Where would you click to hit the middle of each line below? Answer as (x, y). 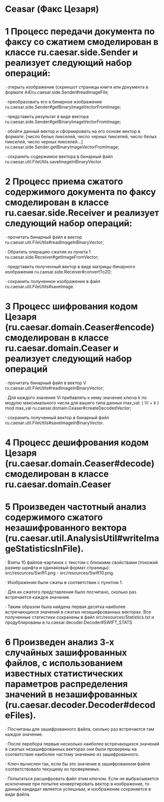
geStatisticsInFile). (45, 549)
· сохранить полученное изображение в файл (53, 281)
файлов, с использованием (64, 663)
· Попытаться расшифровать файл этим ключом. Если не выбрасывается (82, 779)
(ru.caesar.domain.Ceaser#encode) (80, 327)
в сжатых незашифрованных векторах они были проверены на (71, 749)
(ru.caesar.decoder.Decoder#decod (80, 705)
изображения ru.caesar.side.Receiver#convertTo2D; (59, 272)
